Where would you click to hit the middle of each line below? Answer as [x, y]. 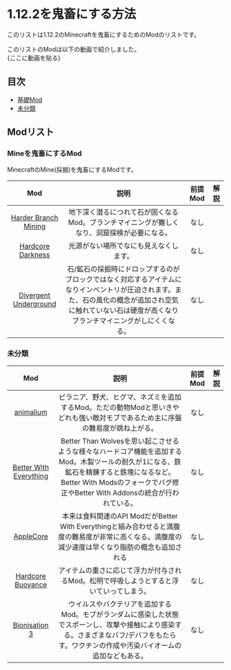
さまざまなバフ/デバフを [117, 635]
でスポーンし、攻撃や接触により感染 [117, 624]
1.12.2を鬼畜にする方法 [71, 14]
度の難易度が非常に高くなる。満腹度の [120, 537]
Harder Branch [34, 218]
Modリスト [31, 132]
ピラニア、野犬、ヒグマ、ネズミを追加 [120, 397]
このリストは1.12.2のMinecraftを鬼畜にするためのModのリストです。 [104, 35]
